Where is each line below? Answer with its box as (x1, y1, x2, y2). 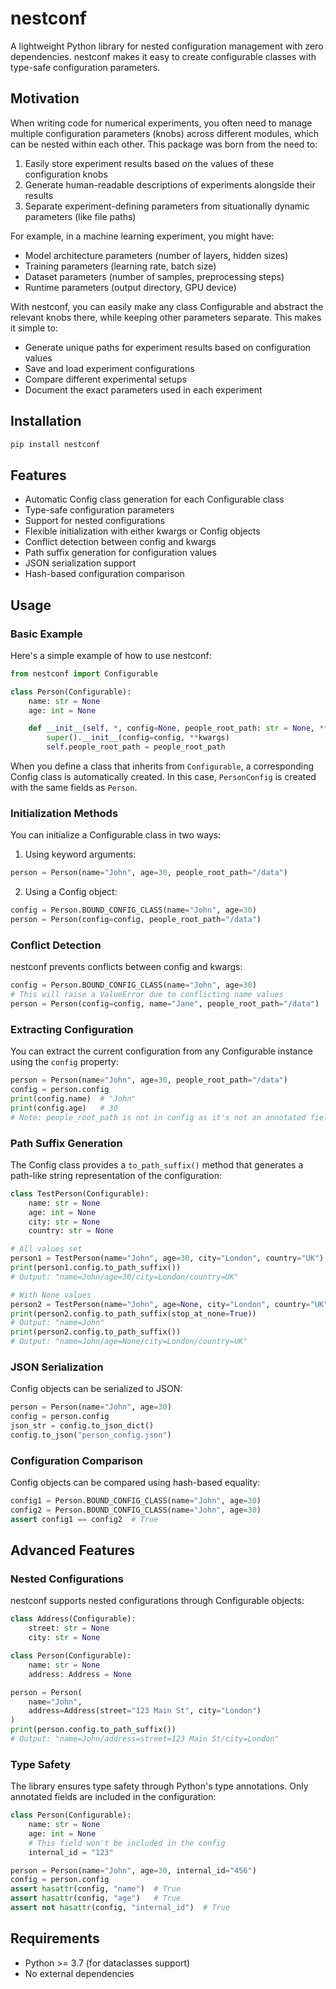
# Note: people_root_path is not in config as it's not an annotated (10, 1112, 307, 1122)
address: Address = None (28, 1669, 132, 1679)
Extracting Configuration (10, 1022, 134, 1036)
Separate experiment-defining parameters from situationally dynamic (24, 200, 310, 212)
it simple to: (10, 322, 58, 334)
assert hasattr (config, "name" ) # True (10, 1884, 182, 1894)
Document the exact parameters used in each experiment (24, 383, 263, 396)
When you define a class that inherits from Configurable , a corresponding (10, 760, 315, 772)
